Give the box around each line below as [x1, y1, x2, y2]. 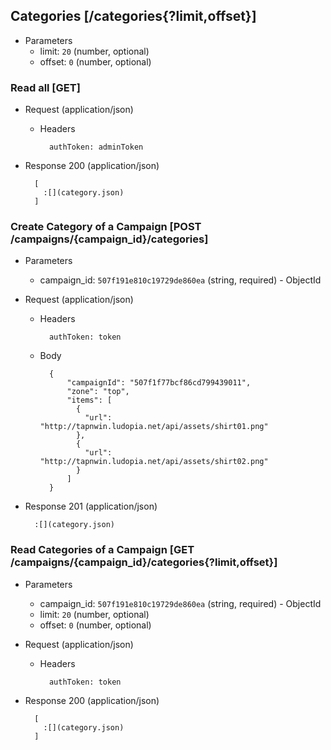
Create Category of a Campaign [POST [10, 220, 202, 234]
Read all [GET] [10, 80, 81, 94]
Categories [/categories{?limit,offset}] [10, 8, 257, 25]
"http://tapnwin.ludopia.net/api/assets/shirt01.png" [39, 422, 269, 432]
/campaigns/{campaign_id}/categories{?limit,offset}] [10, 555, 278, 569]
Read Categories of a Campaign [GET [10, 543, 195, 557]
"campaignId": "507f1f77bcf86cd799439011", [66, 378, 252, 388]
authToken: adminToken [48, 142, 144, 153]
